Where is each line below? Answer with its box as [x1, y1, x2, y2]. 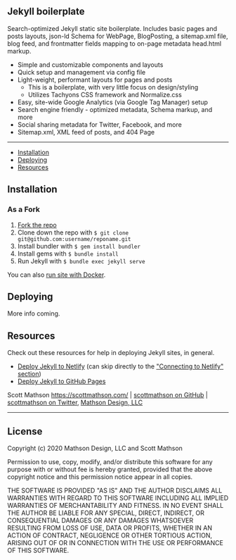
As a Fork [7, 204, 41, 214]
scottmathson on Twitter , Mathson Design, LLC [7, 398, 143, 407]
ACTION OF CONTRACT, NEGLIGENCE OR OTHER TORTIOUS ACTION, [7, 531, 213, 540]
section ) [17, 370, 42, 378]
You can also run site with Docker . [7, 270, 106, 279]
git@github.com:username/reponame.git [17, 235, 131, 242]
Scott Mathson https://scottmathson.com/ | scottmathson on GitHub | [7, 391, 209, 399]
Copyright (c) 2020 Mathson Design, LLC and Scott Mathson [7, 444, 183, 452]
